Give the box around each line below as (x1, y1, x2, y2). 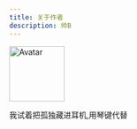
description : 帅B (9, 21, 72, 30)
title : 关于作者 (9, 12, 64, 22)
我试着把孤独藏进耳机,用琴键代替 (9, 110, 128, 120)
